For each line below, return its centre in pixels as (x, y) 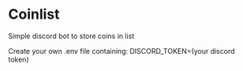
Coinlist (34, 14)
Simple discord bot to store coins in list (71, 36)
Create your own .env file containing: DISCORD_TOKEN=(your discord (121, 51)
